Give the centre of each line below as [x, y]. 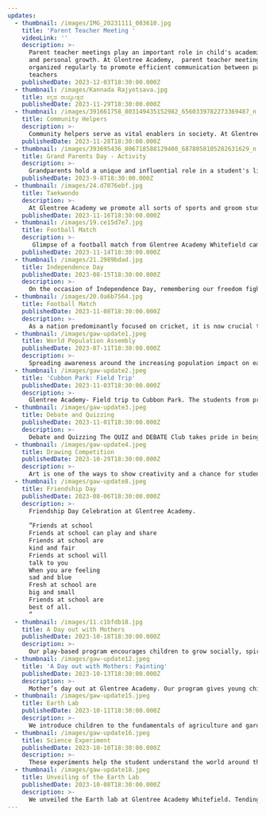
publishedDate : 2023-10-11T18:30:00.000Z [91, 711]
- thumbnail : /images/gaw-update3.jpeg [81, 408]
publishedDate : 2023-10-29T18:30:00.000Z [91, 459]
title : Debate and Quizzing [68, 415]
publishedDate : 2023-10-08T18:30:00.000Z [91, 784]
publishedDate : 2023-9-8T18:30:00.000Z [88, 179]
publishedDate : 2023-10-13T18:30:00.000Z [91, 674]
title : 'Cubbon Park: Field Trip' [79, 378]
